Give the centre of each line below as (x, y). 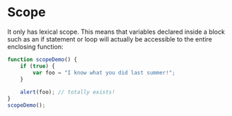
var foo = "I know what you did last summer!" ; (104, 72)
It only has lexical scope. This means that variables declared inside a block (116, 32)
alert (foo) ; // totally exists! (68, 92)
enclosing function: (35, 46)
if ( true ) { (37, 66)
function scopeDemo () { (42, 59)
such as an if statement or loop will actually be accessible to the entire (110, 39)
